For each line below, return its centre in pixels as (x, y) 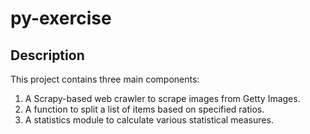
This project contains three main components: (105, 79)
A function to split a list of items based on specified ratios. (144, 109)
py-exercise (61, 18)
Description (47, 55)
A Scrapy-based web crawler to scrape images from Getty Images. (162, 98)
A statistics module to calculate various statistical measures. (149, 120)
